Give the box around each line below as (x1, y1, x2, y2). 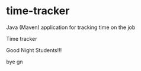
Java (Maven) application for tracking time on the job (6, 24, 136, 31)
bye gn (6, 58, 23, 65)
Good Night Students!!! (6, 46, 62, 54)
